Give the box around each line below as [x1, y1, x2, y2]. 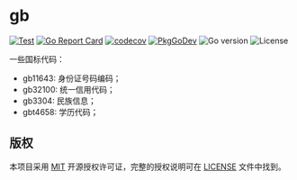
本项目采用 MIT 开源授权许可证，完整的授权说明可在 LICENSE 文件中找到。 [9, 161, 286, 172]
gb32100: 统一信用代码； [22, 84, 115, 94]
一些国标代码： [9, 53, 65, 64]
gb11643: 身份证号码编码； [22, 73, 121, 84]
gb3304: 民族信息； [22, 95, 97, 106]
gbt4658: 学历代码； [22, 106, 99, 117]
